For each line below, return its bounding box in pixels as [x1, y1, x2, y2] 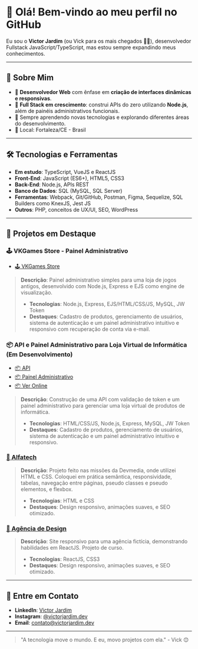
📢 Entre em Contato [6, 591, 79, 601]
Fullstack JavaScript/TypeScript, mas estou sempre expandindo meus [6, 44, 176, 51]
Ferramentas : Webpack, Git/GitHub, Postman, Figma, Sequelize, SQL [14, 193, 183, 201]
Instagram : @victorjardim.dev [14, 612, 88, 620]
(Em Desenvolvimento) [6, 350, 73, 359]
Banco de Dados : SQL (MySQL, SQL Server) [14, 187, 123, 194]
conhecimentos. [6, 50, 45, 57]
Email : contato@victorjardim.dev [14, 619, 94, 626]
